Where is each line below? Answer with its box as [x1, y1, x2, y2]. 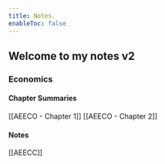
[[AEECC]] [8, 148, 43, 158]
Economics [8, 74, 53, 85]
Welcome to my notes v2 [8, 49, 135, 63]
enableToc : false [8, 19, 67, 27]
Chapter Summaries [8, 94, 77, 103]
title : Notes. [8, 11, 56, 20]
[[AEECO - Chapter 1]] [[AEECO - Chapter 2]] [8, 111, 158, 121]
